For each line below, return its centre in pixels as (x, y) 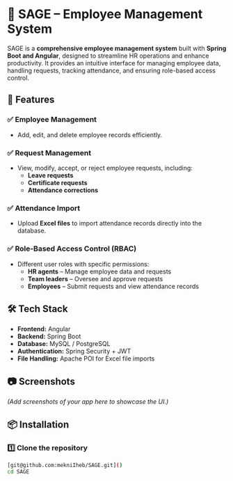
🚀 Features (31, 100)
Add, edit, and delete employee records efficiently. (90, 134)
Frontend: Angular (44, 329)
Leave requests (50, 175)
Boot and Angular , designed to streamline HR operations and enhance (108, 56)
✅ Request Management (49, 152)
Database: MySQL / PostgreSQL (64, 344)
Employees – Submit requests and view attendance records (113, 286)
